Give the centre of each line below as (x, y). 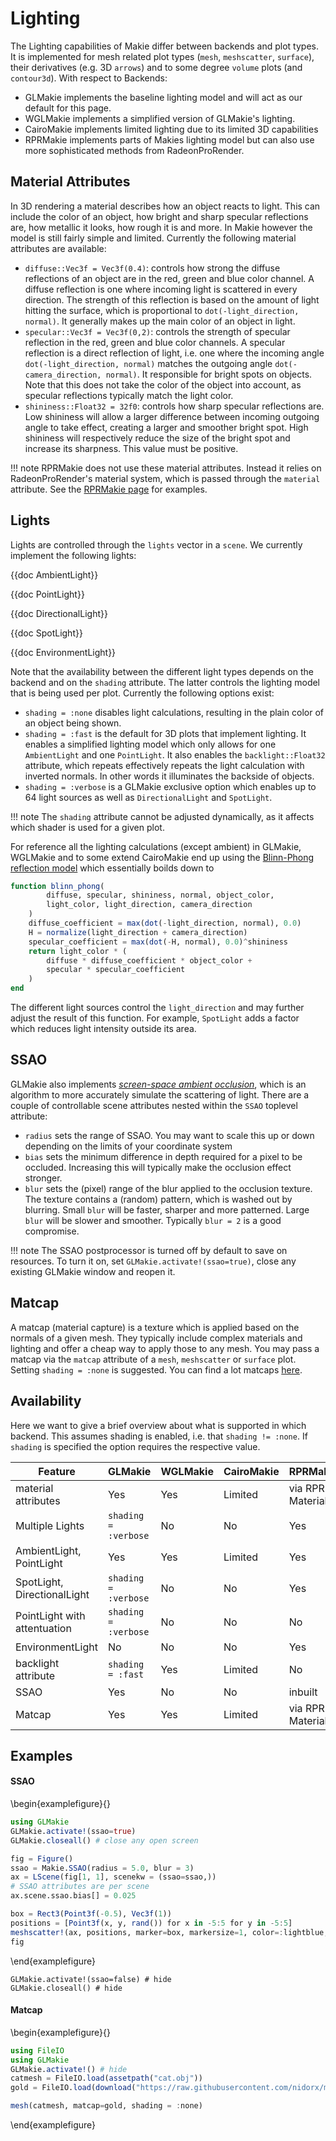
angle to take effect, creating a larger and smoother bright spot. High (166, 427)
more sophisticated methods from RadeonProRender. (134, 150)
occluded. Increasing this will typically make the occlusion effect (158, 1167)
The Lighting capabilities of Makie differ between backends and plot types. (164, 46)
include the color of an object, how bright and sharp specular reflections (159, 216)
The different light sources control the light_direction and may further (157, 1008)
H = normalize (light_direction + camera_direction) (138, 932)
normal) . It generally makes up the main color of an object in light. (160, 321)
